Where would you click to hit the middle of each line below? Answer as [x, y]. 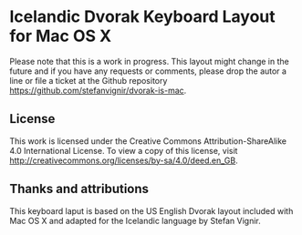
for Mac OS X [61, 36]
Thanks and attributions [79, 189]
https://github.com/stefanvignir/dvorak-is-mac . [98, 90]
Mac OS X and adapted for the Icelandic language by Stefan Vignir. [135, 220]
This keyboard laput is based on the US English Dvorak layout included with [151, 210]
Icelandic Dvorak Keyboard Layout [142, 17]
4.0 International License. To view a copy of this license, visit [124, 150]
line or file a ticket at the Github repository [89, 80]
